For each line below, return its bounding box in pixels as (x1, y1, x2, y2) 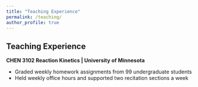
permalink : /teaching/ (6, 14, 62, 20)
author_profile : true (6, 19, 60, 25)
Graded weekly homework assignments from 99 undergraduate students (14, 68, 192, 75)
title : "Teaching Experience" (6, 8, 81, 15)
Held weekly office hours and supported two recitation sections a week (14, 75, 189, 82)
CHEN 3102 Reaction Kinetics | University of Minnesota (6, 57, 145, 64)
